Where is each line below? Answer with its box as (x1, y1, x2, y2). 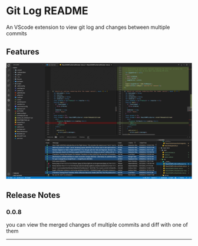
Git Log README (6, 4, 88, 18)
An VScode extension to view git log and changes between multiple (6, 24, 170, 31)
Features (6, 47, 39, 57)
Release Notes (6, 190, 61, 201)
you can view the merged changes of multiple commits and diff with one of (6, 221, 189, 228)
